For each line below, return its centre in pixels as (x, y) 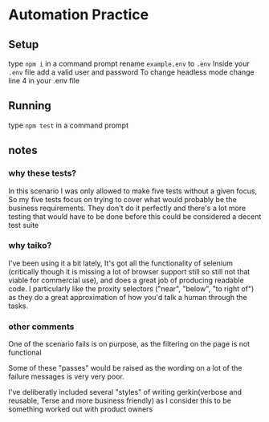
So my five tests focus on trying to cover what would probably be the (122, 199)
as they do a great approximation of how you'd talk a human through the (128, 297)
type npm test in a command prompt (69, 125)
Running (30, 106)
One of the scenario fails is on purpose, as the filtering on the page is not (129, 344)
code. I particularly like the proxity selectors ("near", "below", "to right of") (131, 288)
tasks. (18, 306)
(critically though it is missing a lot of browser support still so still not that (129, 271)
